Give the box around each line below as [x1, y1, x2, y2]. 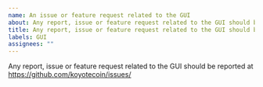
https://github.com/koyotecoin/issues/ [8, 70, 131, 79]
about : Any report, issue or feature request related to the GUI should [8, 19, 250, 26]
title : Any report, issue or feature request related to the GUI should [8, 26, 250, 33]
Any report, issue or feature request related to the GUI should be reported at [8, 61, 254, 71]
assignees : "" [8, 40, 55, 48]
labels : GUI [8, 33, 47, 41]
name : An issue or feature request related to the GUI [8, 11, 191, 19]
